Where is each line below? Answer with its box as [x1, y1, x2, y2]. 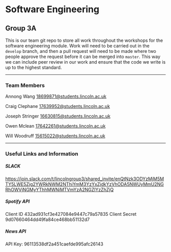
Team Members [5, 81, 45, 89]
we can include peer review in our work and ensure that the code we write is [5, 59, 166, 65]
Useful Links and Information [5, 150, 78, 157]
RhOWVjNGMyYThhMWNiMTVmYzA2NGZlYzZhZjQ [5, 187, 114, 193]
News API [5, 228, 26, 234]
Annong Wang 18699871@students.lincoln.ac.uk [5, 93, 107, 100]
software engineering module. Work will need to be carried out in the [5, 43, 150, 49]
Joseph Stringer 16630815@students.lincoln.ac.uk [5, 113, 111, 119]
